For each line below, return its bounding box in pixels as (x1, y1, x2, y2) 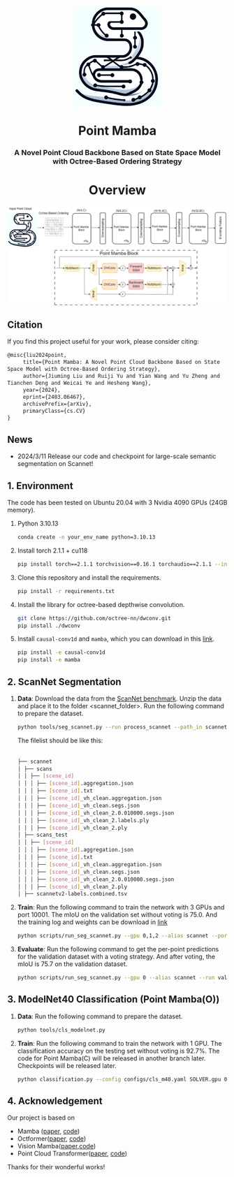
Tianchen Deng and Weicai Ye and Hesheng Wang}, (7, 380, 152, 387)
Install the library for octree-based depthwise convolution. (17, 600, 185, 608)
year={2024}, (22, 387, 61, 394)
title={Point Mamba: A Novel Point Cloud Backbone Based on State (22, 359, 220, 366)
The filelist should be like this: (17, 736, 103, 745)
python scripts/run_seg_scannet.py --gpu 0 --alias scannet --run (17, 974, 215, 981)
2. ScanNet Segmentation (7, 675, 122, 687)
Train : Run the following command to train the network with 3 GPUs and (17, 903, 225, 912)
